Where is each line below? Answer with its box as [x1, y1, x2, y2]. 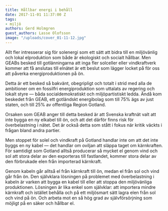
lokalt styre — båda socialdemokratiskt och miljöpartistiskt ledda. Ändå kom [5, 91, 162, 97]
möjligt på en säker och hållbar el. [5, 200, 75, 206]
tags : [5, 17, 17, 22]
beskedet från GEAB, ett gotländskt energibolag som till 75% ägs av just [5, 96, 154, 102]
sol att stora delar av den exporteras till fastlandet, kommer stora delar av [5, 153, 156, 159]
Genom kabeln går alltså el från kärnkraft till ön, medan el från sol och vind [5, 168, 159, 174]
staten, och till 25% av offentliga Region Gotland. [5, 101, 106, 108]
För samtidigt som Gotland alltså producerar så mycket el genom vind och [5, 148, 158, 154]
